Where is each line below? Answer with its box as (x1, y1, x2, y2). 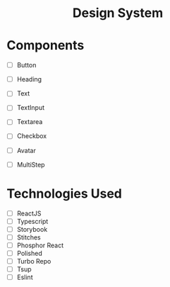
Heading (16, 75, 42, 84)
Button (16, 61, 37, 69)
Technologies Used (6, 186, 123, 201)
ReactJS (16, 209, 42, 218)
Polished (16, 249, 43, 257)
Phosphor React (16, 241, 64, 249)
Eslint (16, 273, 33, 281)
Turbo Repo (16, 257, 51, 265)
